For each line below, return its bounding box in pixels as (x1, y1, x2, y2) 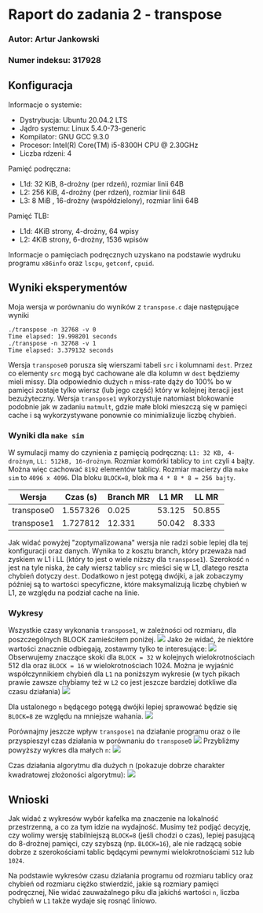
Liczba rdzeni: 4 (19, 148, 72, 158)
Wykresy (8, 608, 44, 619)
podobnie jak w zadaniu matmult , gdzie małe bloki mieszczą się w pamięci (8, 401, 247, 411)
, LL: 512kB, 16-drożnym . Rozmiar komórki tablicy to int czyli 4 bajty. (32, 456, 255, 465)
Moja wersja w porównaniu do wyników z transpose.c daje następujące (8, 301, 239, 312)
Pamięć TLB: (8, 211, 49, 220)
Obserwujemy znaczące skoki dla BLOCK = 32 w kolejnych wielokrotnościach (8, 652, 255, 662)
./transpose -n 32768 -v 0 (8, 325, 97, 334)
